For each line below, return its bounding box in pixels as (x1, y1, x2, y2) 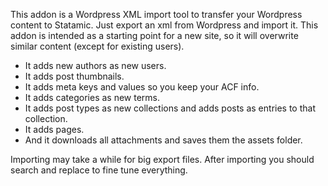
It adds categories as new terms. (24, 92, 161, 103)
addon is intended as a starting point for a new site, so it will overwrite (10, 30, 299, 41)
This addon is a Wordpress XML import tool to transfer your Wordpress (10, 9, 303, 20)
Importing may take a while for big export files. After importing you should (10, 154, 315, 165)
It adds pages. (24, 124, 85, 135)
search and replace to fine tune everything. (10, 164, 188, 176)
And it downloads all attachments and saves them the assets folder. (24, 134, 303, 146)
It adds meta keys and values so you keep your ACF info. (24, 81, 260, 93)
